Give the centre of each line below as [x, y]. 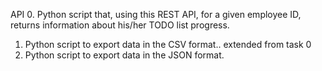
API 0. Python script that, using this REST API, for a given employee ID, [156, 14]
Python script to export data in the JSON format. [124, 55]
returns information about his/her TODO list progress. [120, 25]
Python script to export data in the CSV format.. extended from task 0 [168, 44]
